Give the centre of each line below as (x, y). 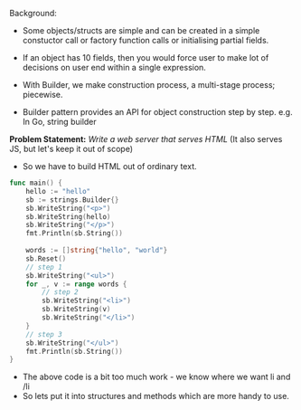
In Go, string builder (59, 122)
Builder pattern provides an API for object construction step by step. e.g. (157, 112)
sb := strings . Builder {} (72, 200)
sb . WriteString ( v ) (76, 310)
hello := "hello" (58, 191)
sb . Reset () (46, 258)
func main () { (36, 183)
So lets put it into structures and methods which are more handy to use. (155, 396)
